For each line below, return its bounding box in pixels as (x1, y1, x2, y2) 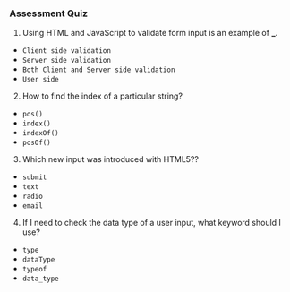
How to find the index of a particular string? (21, 90, 183, 101)
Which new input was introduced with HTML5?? (21, 154, 200, 165)
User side (21, 75, 60, 84)
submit (21, 173, 47, 182)
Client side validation (21, 47, 112, 56)
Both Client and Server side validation (21, 65, 175, 74)
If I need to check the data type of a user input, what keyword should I (21, 218, 282, 228)
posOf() (21, 138, 51, 148)
